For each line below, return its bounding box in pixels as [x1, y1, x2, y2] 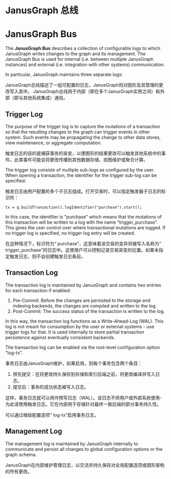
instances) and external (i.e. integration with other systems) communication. [5, 62, 165, 68]
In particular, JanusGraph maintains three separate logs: [5, 71, 123, 78]
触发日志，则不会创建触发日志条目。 [9, 253, 85, 259]
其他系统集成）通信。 [22, 95, 68, 101]
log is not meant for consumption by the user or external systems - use [5, 323, 154, 329]
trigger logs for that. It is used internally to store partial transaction [5, 329, 145, 335]
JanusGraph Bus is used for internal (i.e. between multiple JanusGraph [5, 56, 154, 62]
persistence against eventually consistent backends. [5, 334, 116, 340]
